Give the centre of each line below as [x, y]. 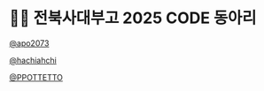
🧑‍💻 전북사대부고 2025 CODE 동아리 [133, 18]
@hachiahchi [33, 60]
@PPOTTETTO [36, 77]
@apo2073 [29, 43]
